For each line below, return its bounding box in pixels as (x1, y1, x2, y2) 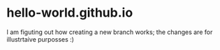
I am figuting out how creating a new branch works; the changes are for (6, 28, 213, 36)
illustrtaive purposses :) (6, 35, 75, 43)
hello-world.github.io (6, 5, 133, 21)
